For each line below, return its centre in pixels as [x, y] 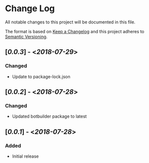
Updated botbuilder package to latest [49, 116]
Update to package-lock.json [41, 77]
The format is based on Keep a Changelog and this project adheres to [75, 31]
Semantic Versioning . [26, 37]
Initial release [25, 156]
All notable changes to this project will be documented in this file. [70, 22]
